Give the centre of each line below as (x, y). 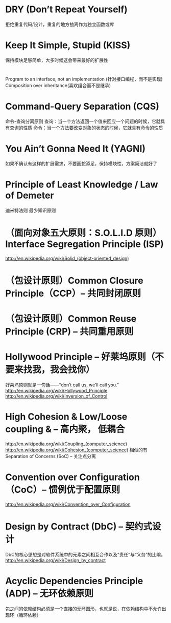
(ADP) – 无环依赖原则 (49, 594)
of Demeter (30, 195)
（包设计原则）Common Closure (75, 281)
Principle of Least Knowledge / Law (82, 185)
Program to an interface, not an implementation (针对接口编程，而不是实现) (84, 79)
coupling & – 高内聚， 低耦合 (65, 429)
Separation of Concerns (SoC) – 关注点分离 (51, 456)
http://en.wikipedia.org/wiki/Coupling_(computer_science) (66, 444)
